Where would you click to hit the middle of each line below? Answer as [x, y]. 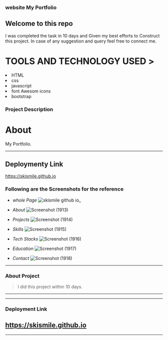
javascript [22, 85]
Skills [18, 229]
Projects [21, 219]
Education [23, 248]
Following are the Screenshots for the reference [64, 189]
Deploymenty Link [34, 164]
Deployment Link [26, 309]
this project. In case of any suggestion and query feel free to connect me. [81, 41]
